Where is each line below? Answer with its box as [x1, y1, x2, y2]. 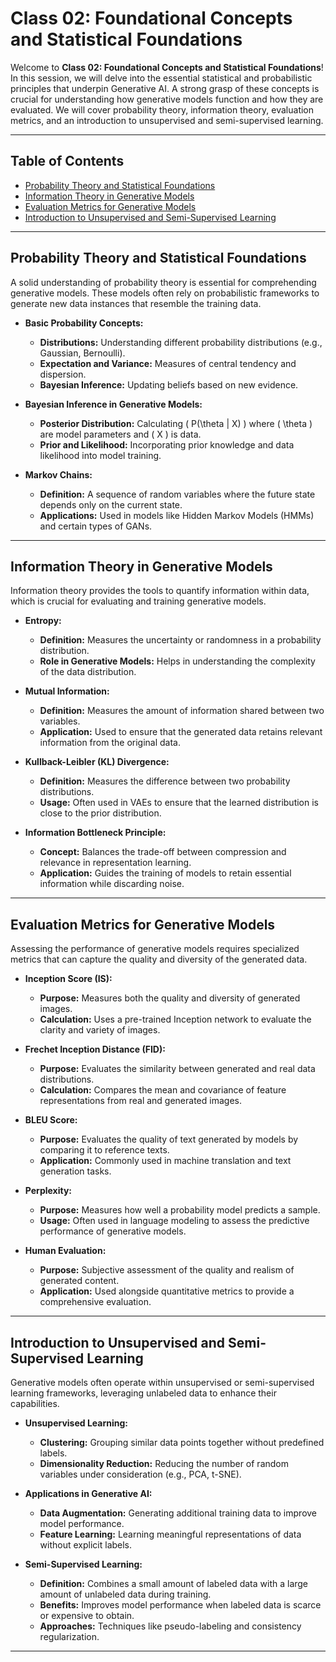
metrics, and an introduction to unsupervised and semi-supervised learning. [10, 114, 324, 126]
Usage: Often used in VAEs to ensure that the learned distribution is [39, 797, 320, 809]
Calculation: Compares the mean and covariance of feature [39, 1084, 287, 1096]
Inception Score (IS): [24, 973, 113, 985]
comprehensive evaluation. [39, 1296, 152, 1308]
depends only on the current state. [39, 498, 183, 511]
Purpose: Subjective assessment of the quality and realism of [39, 1264, 295, 1276]
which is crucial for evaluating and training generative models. [10, 595, 267, 607]
